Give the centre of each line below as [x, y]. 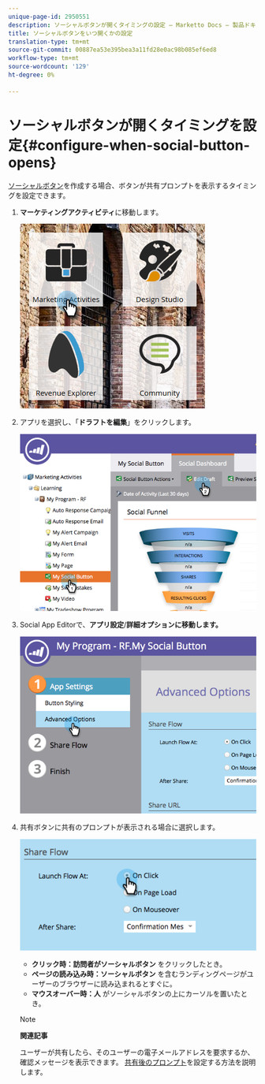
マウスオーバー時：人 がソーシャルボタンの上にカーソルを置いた [136, 993]
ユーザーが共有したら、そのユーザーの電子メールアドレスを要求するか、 [137, 1052]
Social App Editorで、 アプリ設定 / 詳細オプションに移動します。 [121, 624]
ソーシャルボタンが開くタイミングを [125, 125]
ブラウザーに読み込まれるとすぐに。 [118, 983]
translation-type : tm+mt [49, 42]
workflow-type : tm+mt [44, 58]
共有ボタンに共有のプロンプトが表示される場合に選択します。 [119, 827]
